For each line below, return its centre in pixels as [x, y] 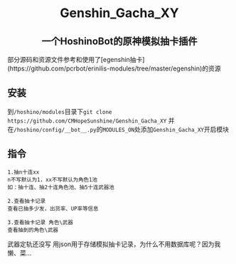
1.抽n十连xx [23, 172]
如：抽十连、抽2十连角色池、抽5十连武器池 [61, 187]
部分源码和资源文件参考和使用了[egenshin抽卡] [76, 59]
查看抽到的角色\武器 [33, 230]
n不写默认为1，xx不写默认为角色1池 [53, 179]
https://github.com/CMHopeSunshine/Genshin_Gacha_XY [87, 121]
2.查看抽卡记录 [27, 201]
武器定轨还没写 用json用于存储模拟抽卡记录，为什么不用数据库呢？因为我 [114, 244]
